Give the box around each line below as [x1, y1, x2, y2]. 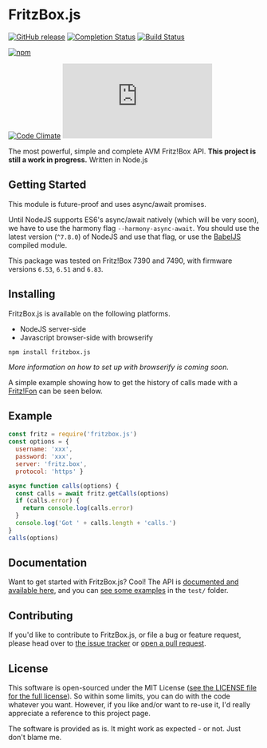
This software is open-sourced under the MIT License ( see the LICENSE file [8, 683, 257, 693]
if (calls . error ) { [15, 497, 80, 505]
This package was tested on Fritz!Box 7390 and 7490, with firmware [8, 256, 233, 265]
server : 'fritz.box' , [15, 460, 88, 468]
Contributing [8, 609, 73, 623]
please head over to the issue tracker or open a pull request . [8, 639, 206, 648]
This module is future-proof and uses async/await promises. [8, 199, 207, 209]
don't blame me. [8, 733, 62, 742]
